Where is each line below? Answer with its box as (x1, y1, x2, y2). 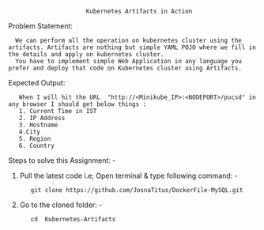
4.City (18, 128, 41, 136)
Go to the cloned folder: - (19, 200, 103, 209)
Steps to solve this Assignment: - (8, 156, 116, 165)
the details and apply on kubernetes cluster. (8, 51, 164, 58)
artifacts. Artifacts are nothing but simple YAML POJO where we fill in (8, 43, 257, 51)
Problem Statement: (8, 21, 74, 31)
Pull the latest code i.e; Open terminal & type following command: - (19, 171, 239, 180)
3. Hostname (18, 121, 58, 129)
